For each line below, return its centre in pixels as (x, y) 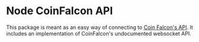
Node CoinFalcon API (59, 11)
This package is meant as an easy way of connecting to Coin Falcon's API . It (99, 27)
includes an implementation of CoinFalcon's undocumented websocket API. (99, 33)
